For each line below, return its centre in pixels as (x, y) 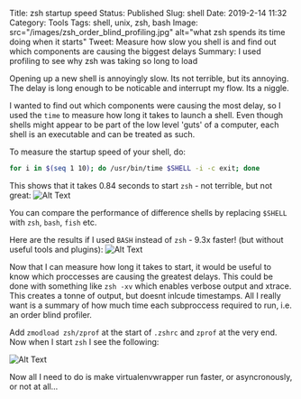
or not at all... (34, 386)
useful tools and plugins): (56, 249)
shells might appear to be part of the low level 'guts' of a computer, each (144, 125)
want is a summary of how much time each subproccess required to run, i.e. (151, 305)
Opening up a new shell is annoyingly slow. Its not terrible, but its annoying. (149, 79)
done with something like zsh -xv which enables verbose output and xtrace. (150, 286)
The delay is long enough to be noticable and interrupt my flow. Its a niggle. (150, 88)
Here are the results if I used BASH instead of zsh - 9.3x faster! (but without (146, 239)
